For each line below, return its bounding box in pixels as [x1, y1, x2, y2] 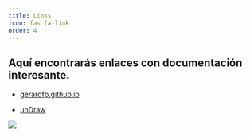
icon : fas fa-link [8, 19, 69, 27]
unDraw [19, 105, 46, 115]
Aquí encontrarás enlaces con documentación [8, 56, 243, 69]
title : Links [8, 11, 52, 20]
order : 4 [8, 26, 37, 34]
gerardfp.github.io [19, 89, 80, 100]
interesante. [8, 68, 70, 82]
